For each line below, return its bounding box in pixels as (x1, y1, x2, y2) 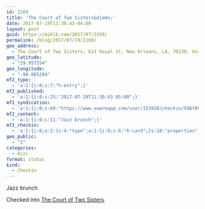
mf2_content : (6, 111, 40, 117)
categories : (6, 144, 37, 151)
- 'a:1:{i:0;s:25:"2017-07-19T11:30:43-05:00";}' (12, 94, 140, 100)
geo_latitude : (6, 54, 43, 60)
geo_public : (6, 133, 37, 140)
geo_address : (6, 43, 40, 49)
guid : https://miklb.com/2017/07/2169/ (6, 32, 108, 38)
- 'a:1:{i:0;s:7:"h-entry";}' (12, 83, 88, 89)
